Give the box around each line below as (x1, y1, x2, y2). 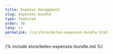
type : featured (5, 16, 36, 21)
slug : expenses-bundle (5, 12, 51, 17)
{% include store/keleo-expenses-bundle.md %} (5, 44, 103, 49)
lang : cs (5, 26, 23, 30)
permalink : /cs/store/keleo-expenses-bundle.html (5, 30, 109, 35)
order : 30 (5, 21, 25, 26)
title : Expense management (5, 7, 60, 12)
